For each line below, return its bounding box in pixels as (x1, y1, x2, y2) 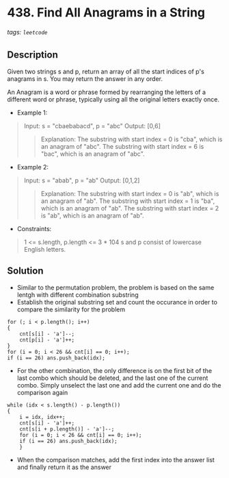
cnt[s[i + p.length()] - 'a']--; (19, 425, 115, 433)
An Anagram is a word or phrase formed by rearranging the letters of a (7, 88, 206, 96)
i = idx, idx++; (19, 414, 66, 420)
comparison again (16, 388, 68, 396)
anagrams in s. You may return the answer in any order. (7, 74, 163, 83)
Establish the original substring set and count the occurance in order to (16, 298, 217, 306)
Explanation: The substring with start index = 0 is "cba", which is (40, 135, 223, 143)
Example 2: (16, 163, 49, 171)
